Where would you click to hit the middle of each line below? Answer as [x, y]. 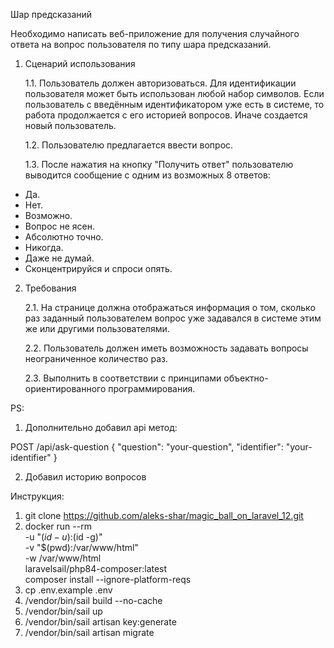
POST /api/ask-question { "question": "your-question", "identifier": [147, 447]
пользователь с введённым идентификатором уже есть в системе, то [174, 104]
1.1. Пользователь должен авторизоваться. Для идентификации [160, 83]
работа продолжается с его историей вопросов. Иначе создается [166, 115]
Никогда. [44, 247]
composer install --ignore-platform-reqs [108, 579]
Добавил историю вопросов [85, 477]
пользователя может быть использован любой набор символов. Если [174, 93]
